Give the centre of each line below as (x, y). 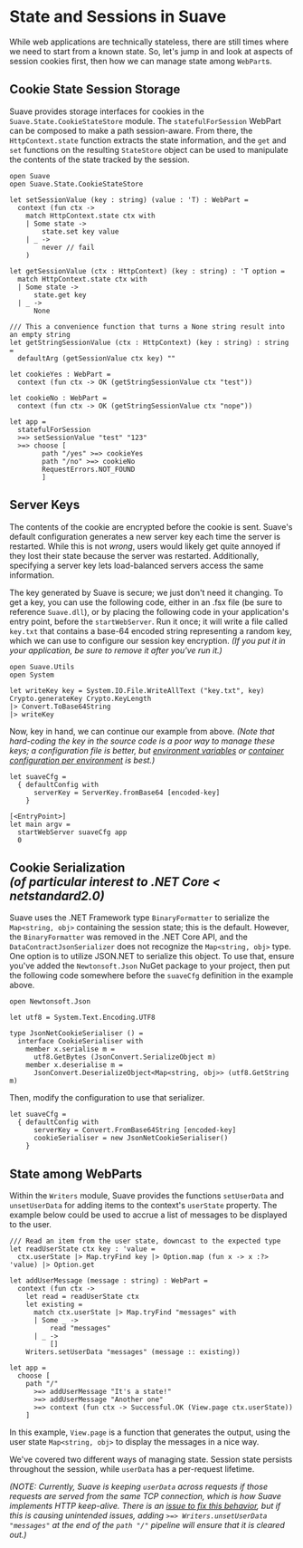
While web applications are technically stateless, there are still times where (149, 42)
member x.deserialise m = (75, 1065)
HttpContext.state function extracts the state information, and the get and (148, 140)
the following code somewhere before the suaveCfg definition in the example (151, 976)
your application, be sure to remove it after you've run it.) (116, 650)
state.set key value (80, 231)
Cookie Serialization (67, 867)
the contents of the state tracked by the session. (99, 159)
